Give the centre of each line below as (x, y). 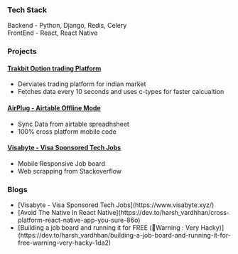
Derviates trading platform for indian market (82, 84)
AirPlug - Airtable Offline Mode (54, 108)
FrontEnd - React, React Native (53, 33)
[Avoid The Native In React (56, 213)
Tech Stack (27, 10)
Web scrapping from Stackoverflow (70, 171)
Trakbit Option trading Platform (54, 68)
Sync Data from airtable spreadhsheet (73, 124)
